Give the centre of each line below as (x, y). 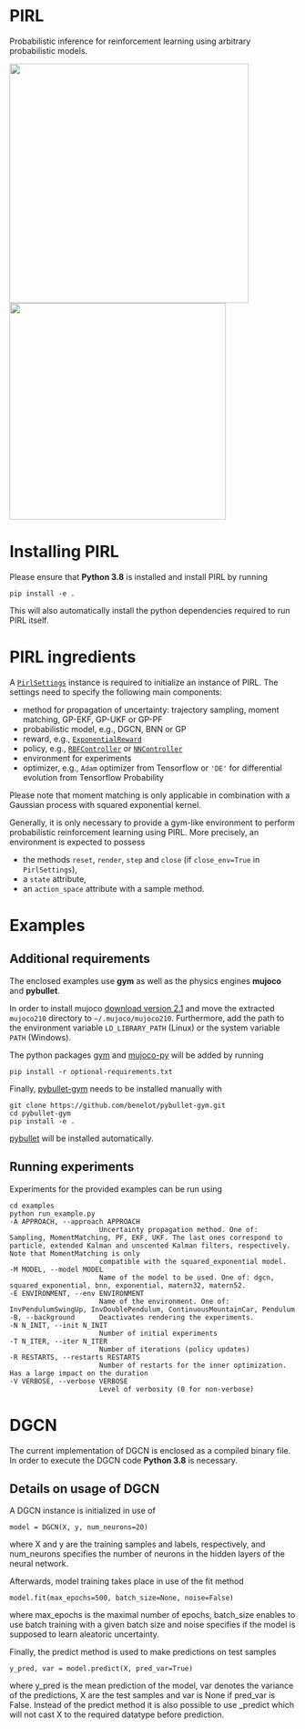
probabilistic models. (49, 50)
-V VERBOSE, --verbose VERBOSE (69, 1381)
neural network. (39, 1564)
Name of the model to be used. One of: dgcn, (187, 1278)
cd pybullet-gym (40, 1113)
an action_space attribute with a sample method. (113, 888)
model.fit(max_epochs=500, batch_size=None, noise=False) (122, 1598)
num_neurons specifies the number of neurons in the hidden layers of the (147, 1554)
